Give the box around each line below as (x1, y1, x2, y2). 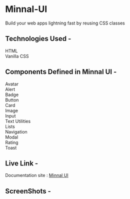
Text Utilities (5, 118, 31, 124)
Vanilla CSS (5, 53, 29, 59)
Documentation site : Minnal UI (5, 172, 68, 178)
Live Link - (5, 159, 38, 167)
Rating (5, 139, 18, 145)
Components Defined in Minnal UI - (5, 67, 117, 76)
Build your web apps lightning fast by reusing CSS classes (5, 20, 125, 26)
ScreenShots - (5, 186, 51, 195)
